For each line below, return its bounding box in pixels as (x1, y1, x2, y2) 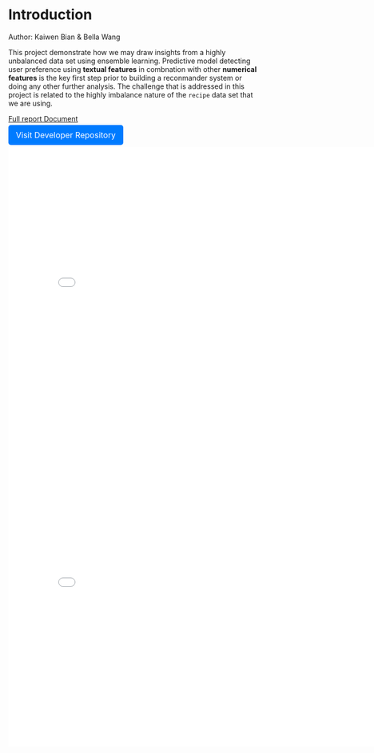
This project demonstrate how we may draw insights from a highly (8, 47, 226, 57)
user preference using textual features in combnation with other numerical (8, 64, 257, 74)
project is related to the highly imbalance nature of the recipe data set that (8, 90, 253, 99)
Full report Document (8, 114, 78, 123)
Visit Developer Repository (15, 129, 116, 141)
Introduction (8, 6, 93, 24)
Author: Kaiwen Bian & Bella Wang (8, 32, 121, 42)
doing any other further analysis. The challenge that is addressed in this (8, 82, 245, 91)
